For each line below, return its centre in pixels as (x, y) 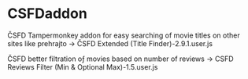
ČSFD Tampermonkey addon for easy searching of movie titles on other (124, 35)
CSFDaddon (47, 14)
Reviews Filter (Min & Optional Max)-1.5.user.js (83, 66)
